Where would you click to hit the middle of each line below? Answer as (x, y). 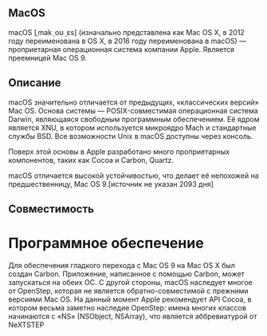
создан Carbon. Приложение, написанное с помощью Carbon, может (126, 274)
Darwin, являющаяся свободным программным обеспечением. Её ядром (134, 119)
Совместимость (51, 210)
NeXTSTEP (26, 324)
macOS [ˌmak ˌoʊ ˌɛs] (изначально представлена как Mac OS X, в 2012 (126, 32)
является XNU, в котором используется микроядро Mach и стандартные (132, 128)
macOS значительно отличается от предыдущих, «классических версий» (133, 102)
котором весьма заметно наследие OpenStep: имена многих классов (128, 307)
